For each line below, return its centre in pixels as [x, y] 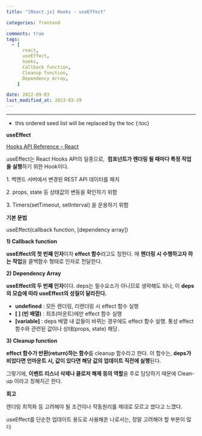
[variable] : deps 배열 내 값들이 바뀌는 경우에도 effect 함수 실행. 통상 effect [104, 321]
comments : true [25, 34]
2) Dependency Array [34, 273]
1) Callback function [32, 241]
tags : [13, 39]
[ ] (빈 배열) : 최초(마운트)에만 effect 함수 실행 [68, 313]
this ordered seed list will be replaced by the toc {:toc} [82, 123]
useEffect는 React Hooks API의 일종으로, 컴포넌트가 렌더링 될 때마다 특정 [93, 159]
